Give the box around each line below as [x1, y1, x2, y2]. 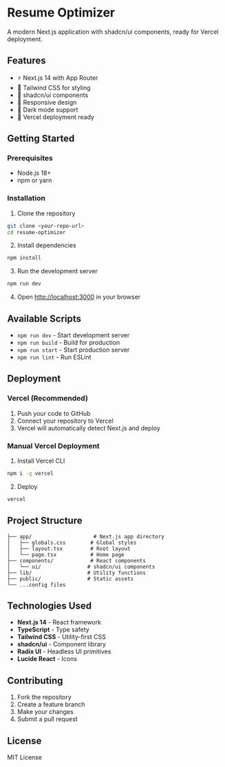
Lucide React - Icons [17, 655, 78, 663]
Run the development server [17, 267, 98, 275]
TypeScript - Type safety [17, 625, 89, 634]
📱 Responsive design [17, 98, 77, 106]
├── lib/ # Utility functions [7, 569, 147, 576]
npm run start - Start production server [17, 346, 130, 354]
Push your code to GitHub [17, 409, 91, 417]
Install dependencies [17, 241, 77, 249]
